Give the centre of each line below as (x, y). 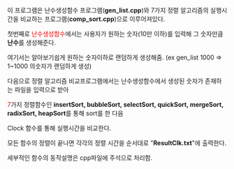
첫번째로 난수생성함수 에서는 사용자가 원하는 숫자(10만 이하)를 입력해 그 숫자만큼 (115, 34)
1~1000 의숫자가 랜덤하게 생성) (50, 66)
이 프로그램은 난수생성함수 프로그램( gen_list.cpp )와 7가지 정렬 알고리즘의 (108, 10)
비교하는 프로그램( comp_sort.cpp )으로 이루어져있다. (93, 19)
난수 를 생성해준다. (32, 43)
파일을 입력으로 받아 (42, 90)
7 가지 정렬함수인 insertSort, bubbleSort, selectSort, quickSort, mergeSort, (115, 104)
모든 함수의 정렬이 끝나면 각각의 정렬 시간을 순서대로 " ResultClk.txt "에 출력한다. (117, 143)
